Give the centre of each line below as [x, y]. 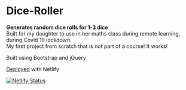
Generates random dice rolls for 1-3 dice [57, 27]
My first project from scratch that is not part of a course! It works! [87, 46]
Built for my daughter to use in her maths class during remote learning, [93, 33]
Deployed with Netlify [33, 69]
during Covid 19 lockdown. [39, 40]
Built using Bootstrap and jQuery [46, 57]
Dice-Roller [35, 11]
